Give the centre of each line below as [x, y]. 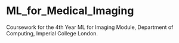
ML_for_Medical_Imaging [70, 11]
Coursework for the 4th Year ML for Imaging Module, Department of [90, 27]
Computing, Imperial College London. [52, 33]
